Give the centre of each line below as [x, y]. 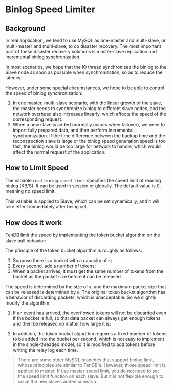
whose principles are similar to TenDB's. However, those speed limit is [92, 365]
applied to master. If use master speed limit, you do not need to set [88, 371]
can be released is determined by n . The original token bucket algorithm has [85, 292]
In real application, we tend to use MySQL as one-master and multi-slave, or [86, 40]
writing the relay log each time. [45, 350]
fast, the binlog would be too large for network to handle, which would [87, 146]
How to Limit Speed [37, 168]
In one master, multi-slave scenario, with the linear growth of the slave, [88, 103]
